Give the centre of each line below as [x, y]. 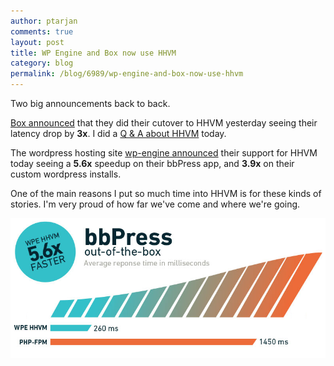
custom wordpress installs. [66, 174]
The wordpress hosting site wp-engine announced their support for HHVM [164, 153]
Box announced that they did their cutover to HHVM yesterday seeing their [164, 123]
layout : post [37, 42]
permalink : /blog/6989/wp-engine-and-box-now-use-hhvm [127, 74]
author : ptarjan [44, 21]
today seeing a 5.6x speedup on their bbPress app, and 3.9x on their [152, 163]
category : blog [42, 63]
